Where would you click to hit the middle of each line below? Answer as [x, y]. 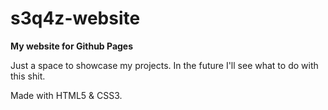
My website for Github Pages [72, 46]
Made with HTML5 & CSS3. [66, 95]
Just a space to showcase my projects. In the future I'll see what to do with [164, 65]
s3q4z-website [75, 18]
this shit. [28, 76]
